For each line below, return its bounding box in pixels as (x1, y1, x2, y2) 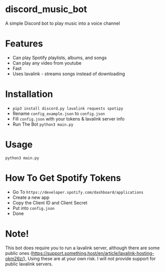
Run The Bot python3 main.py (12, 121, 74, 127)
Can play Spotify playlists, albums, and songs (12, 55, 107, 61)
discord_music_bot (5, 4, 87, 15)
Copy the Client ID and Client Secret (12, 199, 88, 205)
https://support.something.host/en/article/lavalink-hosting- (32, 250, 154, 256)
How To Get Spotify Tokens (5, 172, 121, 184)
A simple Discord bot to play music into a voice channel (5, 20, 120, 26)
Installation (5, 88, 53, 100)
